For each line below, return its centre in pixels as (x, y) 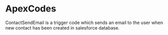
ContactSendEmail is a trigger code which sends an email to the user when (84, 22)
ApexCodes (31, 9)
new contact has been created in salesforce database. (63, 27)
